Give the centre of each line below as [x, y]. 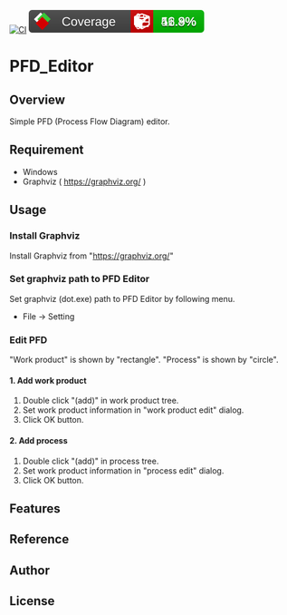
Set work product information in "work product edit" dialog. [133, 410]
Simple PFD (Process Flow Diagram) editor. [90, 122]
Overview [38, 99]
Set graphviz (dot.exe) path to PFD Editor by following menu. [122, 298]
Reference [39, 539]
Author [29, 570]
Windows [40, 171]
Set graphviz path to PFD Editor [80, 279]
